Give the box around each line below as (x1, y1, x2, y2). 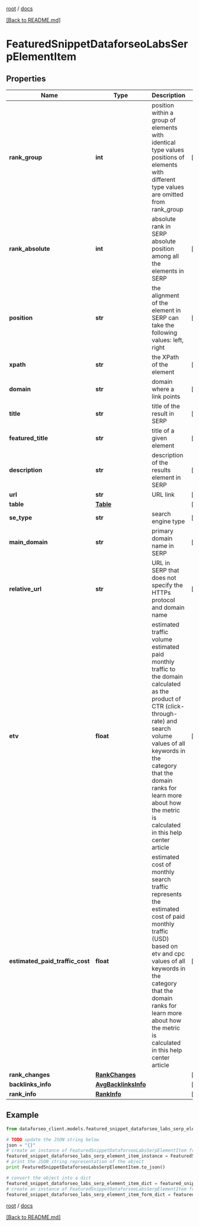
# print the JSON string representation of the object (6, 1159, 145, 1165)
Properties (6, 74, 46, 84)
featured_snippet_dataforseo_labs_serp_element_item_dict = (6, 1180, 158, 1186)
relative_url (9, 585, 41, 593)
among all (152, 252, 179, 260)
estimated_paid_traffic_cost (9, 957, 90, 965)
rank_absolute (9, 245, 50, 253)
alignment (152, 291, 179, 300)
